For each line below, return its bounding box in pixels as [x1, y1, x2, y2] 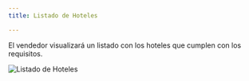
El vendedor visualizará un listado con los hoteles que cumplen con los [8, 40, 242, 50]
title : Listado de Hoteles [8, 11, 98, 20]
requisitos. [8, 48, 43, 58]
